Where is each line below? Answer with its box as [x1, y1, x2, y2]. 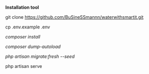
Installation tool [5, 5, 39, 10]
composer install [5, 34, 41, 40]
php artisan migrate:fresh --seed [5, 53, 75, 59]
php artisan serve [5, 63, 42, 69]
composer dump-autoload [5, 44, 61, 50]
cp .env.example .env [5, 24, 50, 30]
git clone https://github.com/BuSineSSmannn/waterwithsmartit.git [5, 14, 144, 20]
